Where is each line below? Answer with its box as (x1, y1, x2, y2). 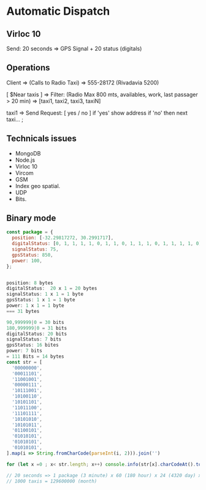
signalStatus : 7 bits (6, 336, 62, 342)
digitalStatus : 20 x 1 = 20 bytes (6, 285, 97, 292)
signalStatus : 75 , (12, 246, 59, 252)
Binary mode (6, 213, 56, 224)
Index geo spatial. (15, 182, 61, 189)
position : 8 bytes (6, 280, 53, 286)
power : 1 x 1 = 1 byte (6, 303, 64, 309)
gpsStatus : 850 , (12, 252, 53, 258)
